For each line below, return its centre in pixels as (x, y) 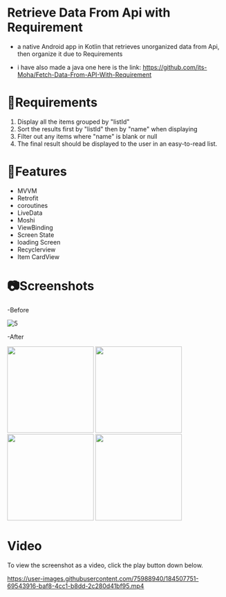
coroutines (32, 205)
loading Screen (39, 242)
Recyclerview (36, 249)
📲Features (37, 172)
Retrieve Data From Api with (89, 13)
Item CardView (38, 256)
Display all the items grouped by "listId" (73, 122)
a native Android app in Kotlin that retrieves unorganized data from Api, (118, 46)
